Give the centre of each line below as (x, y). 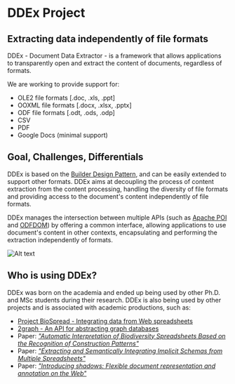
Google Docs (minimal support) (63, 135)
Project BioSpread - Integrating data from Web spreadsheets (105, 321)
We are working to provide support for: (63, 84)
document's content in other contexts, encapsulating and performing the (112, 232)
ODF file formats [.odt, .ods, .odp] (66, 113)
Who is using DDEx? (52, 276)
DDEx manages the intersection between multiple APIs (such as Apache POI (117, 217)
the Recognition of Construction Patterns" (78, 343)
